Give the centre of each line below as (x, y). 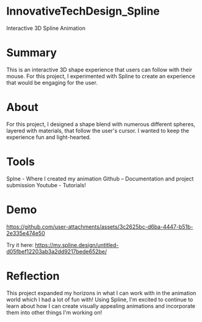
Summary (31, 53)
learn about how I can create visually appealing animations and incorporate (101, 306)
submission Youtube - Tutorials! (46, 185)
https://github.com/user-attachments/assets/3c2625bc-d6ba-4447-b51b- (100, 226)
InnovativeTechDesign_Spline (83, 11)
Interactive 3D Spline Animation (46, 28)
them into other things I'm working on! (54, 312)
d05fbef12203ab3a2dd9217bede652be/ (57, 251)
